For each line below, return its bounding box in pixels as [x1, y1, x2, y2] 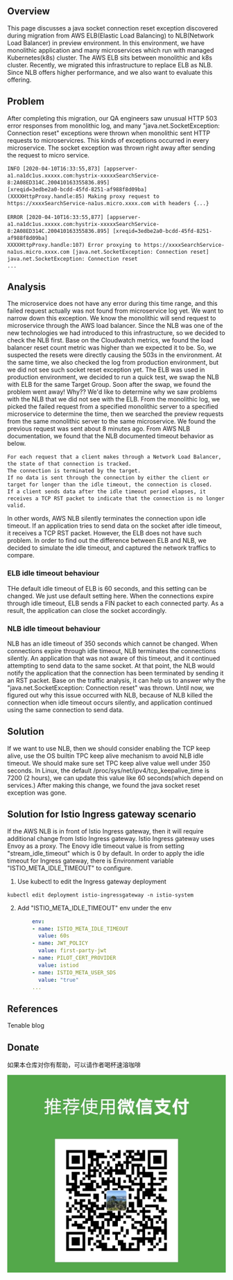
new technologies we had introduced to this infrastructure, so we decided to [7, 329, 225, 337]
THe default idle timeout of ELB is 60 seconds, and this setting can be [7, 584, 207, 592]
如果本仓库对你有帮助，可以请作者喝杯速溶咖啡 [7, 1061, 141, 1069]
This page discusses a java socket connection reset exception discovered [7, 24, 218, 32]
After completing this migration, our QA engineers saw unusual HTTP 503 [7, 114, 218, 122]
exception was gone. [7, 788, 67, 797]
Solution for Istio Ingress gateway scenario [7, 808, 196, 820]
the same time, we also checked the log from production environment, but [7, 358, 219, 367]
